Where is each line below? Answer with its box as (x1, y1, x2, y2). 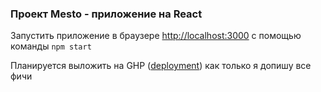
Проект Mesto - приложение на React (10, 7, 203, 21)
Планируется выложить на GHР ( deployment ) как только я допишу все (10, 60, 312, 72)
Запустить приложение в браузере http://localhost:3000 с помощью (10, 30, 302, 42)
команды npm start (10, 40, 92, 52)
